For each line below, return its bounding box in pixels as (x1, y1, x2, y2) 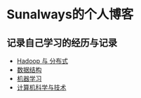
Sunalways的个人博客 (6, 6, 134, 23)
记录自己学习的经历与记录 (6, 37, 117, 49)
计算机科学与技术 (16, 83, 67, 92)
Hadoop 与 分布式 (16, 57, 68, 65)
